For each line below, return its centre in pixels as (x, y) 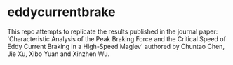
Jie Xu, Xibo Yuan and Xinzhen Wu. (59, 54)
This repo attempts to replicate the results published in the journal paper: (113, 31)
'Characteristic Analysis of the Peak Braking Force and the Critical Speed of (117, 38)
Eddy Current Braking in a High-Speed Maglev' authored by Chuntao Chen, (116, 46)
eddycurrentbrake (61, 12)
